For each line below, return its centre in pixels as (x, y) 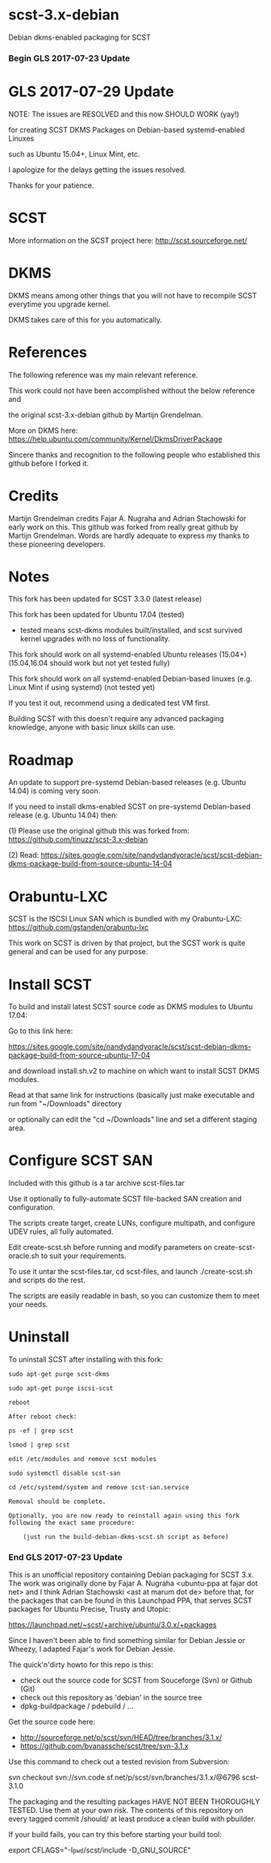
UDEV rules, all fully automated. (61, 1231)
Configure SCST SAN (81, 1161)
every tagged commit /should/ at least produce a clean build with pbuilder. (132, 1819)
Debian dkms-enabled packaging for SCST (79, 37)
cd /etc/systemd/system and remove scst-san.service (99, 1488)
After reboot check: (43, 1417)
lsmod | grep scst (39, 1445)
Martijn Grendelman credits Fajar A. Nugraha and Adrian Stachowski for (127, 518)
